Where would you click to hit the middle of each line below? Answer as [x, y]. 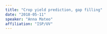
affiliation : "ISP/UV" [29, 24]
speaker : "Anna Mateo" [29, 19]
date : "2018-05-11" [26, 14]
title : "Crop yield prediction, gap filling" [54, 10]
